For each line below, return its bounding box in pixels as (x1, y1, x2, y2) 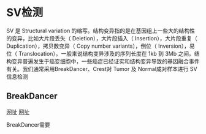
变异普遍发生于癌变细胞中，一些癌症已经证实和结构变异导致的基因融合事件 (11, 58, 200, 65)
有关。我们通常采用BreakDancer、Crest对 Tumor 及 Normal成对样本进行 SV (6, 65, 197, 72)
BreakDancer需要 (6, 121, 50, 128)
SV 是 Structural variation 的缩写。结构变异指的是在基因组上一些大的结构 (6, 27, 190, 34)
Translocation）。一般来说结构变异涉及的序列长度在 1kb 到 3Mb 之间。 (18, 50, 194, 57)
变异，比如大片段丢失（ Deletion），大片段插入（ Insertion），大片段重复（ (11, 34, 198, 42)
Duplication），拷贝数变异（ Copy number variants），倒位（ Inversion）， (6, 42, 190, 50)
